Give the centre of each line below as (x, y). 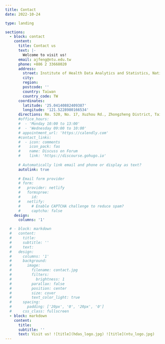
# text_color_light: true (45, 298)
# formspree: (34, 193)
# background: (28, 261)
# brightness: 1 (37, 279)
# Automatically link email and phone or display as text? (80, 165)
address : (27, 69)
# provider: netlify (41, 188)
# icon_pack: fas (39, 147)
